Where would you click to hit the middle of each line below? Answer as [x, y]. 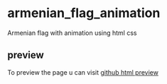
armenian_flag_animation [84, 13]
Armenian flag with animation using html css [72, 33]
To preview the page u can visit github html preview [83, 72]
